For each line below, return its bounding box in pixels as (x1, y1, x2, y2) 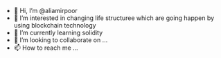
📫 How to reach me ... (13, 43, 78, 52)
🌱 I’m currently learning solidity (13, 28, 103, 37)
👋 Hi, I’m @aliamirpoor (13, 7, 78, 14)
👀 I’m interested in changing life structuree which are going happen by (13, 14, 215, 22)
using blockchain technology (13, 21, 96, 29)
